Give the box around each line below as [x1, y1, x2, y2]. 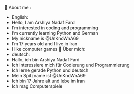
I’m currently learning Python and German [11, 30, 98, 36]
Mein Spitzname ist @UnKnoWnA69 [11, 73, 86, 78]
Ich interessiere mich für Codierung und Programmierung [11, 62, 130, 68]
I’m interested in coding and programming [11, 25, 98, 31]
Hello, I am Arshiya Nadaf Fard [11, 20, 75, 25]
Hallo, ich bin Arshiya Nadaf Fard [11, 57, 80, 62]
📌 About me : [4, 5, 31, 10]
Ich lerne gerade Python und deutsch [11, 67, 89, 73]
